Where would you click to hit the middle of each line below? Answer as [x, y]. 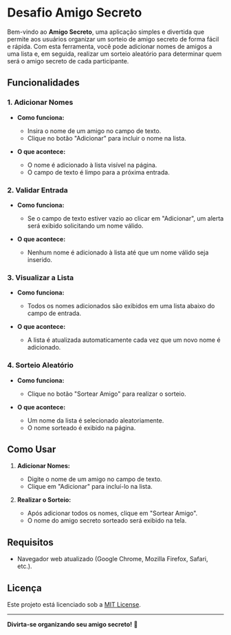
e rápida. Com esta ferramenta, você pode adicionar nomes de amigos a [110, 46]
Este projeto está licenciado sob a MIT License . [74, 604]
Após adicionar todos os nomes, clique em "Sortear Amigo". [112, 513]
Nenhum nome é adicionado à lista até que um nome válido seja [118, 252]
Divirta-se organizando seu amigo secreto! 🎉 [73, 624]
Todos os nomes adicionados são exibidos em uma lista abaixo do [121, 306]
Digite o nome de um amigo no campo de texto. [95, 479]
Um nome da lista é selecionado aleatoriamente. [96, 420]
